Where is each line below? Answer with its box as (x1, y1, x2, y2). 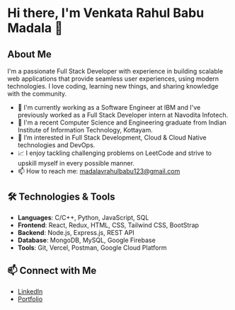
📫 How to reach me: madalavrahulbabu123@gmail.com (17, 167, 180, 175)
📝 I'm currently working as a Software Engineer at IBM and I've (17, 103, 201, 111)
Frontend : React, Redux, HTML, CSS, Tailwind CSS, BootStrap (17, 221, 200, 229)
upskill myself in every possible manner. (17, 159, 134, 167)
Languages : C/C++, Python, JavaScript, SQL (17, 213, 149, 222)
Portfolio (17, 294, 43, 303)
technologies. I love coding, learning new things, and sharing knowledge (7, 82, 219, 90)
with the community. (7, 90, 67, 98)
